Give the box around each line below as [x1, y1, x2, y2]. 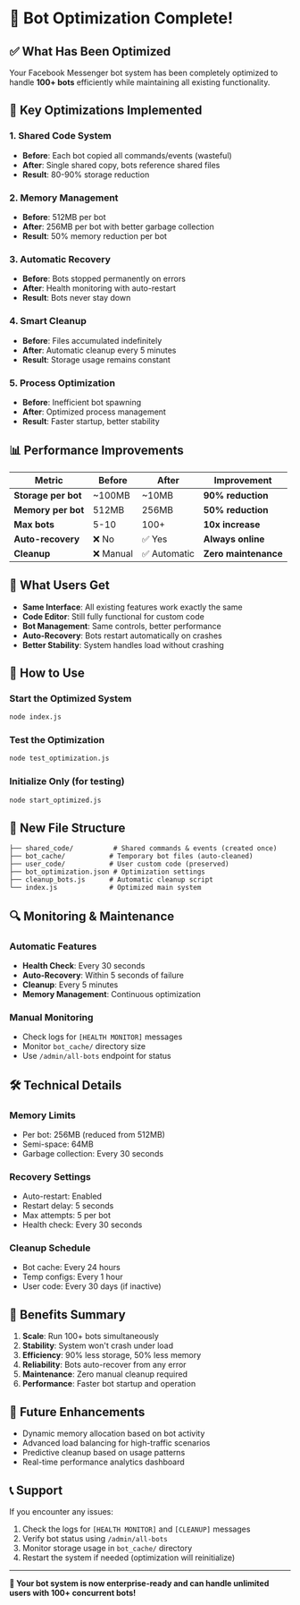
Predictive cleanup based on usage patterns [21, 1447, 186, 1458]
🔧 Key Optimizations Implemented [9, 103, 203, 118]
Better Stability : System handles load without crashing [21, 639, 225, 650]
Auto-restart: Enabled [21, 1191, 103, 1202]
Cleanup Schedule [9, 1242, 91, 1254]
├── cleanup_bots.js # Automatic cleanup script [9, 875, 214, 884]
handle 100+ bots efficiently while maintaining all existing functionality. [9, 77, 271, 88]
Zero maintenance [203, 547, 283, 559]
